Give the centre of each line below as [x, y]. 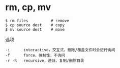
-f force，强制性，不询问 [35, 55]
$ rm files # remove [37, 21]
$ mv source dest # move [35, 29]
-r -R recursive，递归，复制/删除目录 [45, 60]
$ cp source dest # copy [35, 25]
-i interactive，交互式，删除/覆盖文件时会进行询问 [60, 50]
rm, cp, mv [28, 7]
